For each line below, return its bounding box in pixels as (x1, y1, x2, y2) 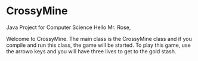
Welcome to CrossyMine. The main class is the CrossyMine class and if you (6, 35, 192, 42)
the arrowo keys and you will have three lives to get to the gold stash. (6, 47, 177, 54)
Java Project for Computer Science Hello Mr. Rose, (6, 24, 131, 31)
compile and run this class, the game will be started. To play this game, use (6, 41, 191, 49)
